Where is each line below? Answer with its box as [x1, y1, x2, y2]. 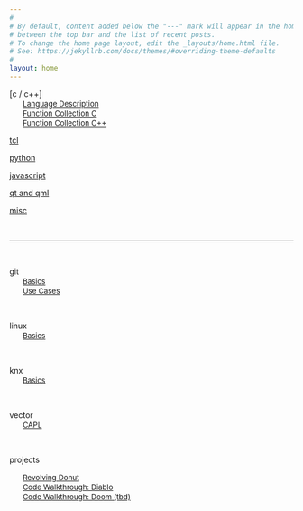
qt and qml [9, 187, 50, 198]
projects [9, 454, 41, 465]
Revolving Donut [22, 472, 79, 482]
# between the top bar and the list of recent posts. [9, 30, 216, 39]
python [9, 152, 36, 163]
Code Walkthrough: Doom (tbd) [22, 491, 131, 502]
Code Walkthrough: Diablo [22, 481, 114, 492]
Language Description [22, 99, 99, 109]
